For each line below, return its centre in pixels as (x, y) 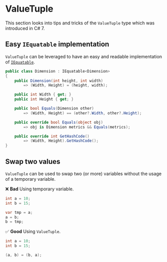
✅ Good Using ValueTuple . (33, 232)
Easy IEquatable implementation (57, 44)
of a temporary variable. (30, 179)
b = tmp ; (14, 222)
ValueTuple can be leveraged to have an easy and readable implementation (84, 56)
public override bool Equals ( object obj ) (59, 122)
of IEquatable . (20, 62)
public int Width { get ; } (43, 94)
